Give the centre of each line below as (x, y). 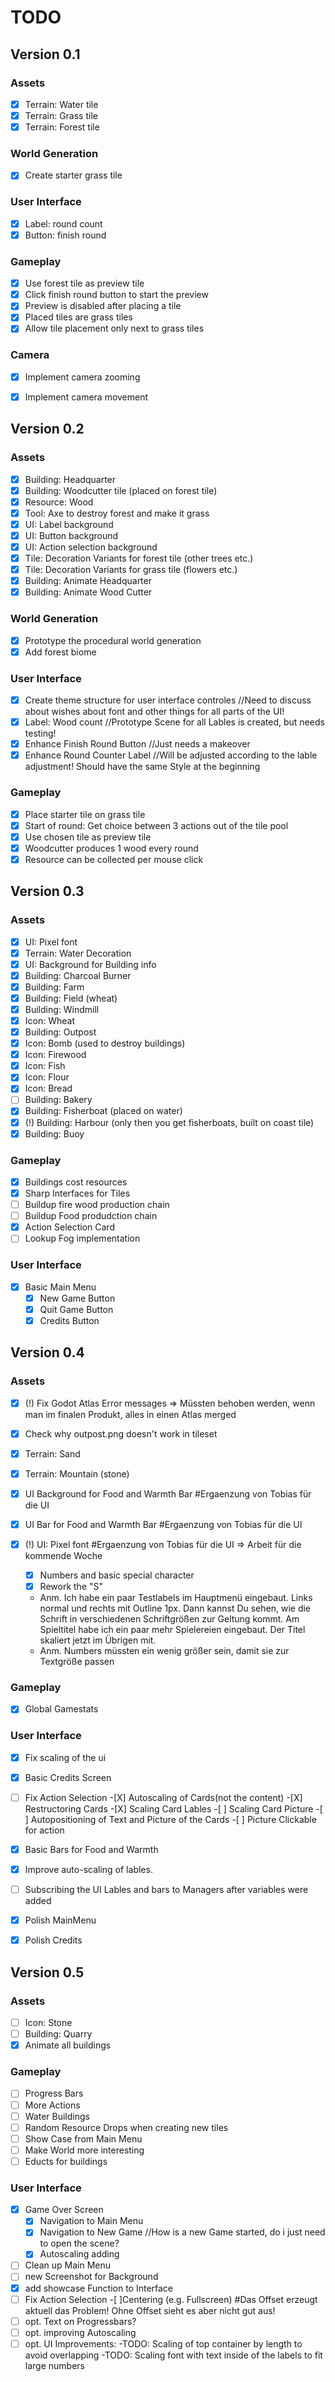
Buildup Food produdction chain (91, 1216)
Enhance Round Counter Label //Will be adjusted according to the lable (171, 755)
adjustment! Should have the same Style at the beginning (142, 767)
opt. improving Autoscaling (80, 2332)
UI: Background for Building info (90, 964)
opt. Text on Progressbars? (80, 2321)
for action (44, 1830)
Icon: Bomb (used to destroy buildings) (105, 1043)
